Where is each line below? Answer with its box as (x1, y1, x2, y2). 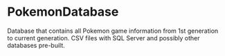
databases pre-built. (7, 41, 66, 49)
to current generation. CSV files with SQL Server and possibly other (7, 33, 200, 42)
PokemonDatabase (7, 4, 119, 20)
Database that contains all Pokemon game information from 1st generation (7, 27, 219, 35)
